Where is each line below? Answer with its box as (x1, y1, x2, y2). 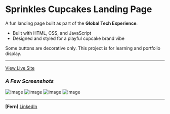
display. (5, 50, 22, 56)
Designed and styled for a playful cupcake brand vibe (12, 35, 125, 41)
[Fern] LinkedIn (5, 103, 37, 109)
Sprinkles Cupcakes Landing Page (5, 4, 152, 15)
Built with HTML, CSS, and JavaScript (12, 30, 92, 36)
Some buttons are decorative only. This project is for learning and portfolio (5, 45, 161, 51)
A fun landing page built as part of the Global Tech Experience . (5, 20, 138, 26)
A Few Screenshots (5, 77, 54, 84)
